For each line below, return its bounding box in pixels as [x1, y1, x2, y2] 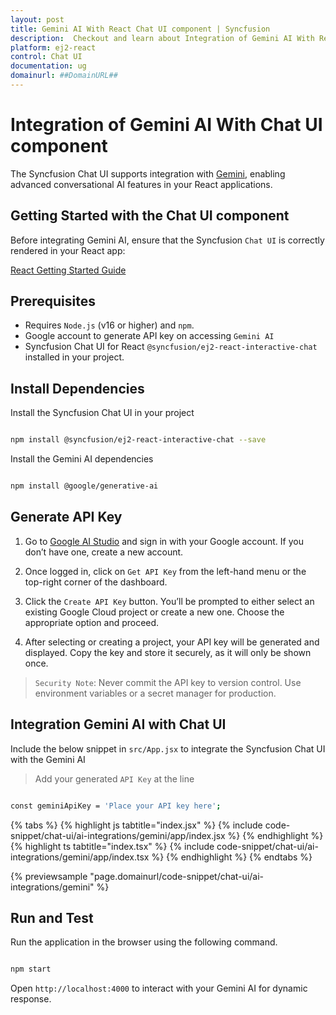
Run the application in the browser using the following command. [10, 936, 278, 948]
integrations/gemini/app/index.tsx [10, 851, 150, 863]
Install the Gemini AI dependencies [10, 453, 154, 465]
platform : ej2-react [10, 42, 97, 53]
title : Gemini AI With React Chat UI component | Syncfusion [10, 24, 271, 34]
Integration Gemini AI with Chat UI [10, 716, 227, 733]
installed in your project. [24, 351, 125, 363]
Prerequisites [10, 293, 96, 310]
